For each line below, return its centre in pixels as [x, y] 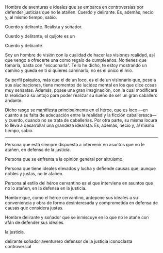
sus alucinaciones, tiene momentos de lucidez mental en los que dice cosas [81, 85]
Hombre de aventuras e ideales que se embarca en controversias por [74, 7]
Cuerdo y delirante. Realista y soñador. [44, 27]
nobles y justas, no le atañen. [34, 174]
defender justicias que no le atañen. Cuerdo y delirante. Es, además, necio [79, 12]
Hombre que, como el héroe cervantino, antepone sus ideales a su [72, 198]
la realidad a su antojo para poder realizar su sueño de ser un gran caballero [81, 95]
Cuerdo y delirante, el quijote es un [40, 36]
